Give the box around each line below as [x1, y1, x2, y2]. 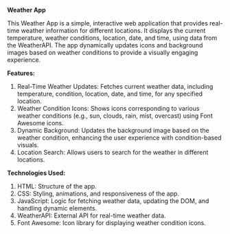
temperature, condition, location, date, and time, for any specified [16, 89, 203, 98]
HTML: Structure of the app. [16, 182, 97, 190]
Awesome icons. [16, 119, 64, 127]
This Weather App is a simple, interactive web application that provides [7, 19, 208, 27]
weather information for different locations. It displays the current [21, 27, 206, 34]
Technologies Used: [7, 169, 66, 177]
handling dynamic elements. [16, 204, 97, 212]
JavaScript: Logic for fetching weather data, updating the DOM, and [16, 197, 209, 205]
